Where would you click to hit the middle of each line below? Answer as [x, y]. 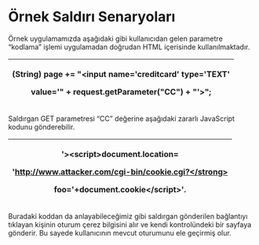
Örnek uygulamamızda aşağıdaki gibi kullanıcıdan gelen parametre [116, 38]
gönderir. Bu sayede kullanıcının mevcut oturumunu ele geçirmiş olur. [120, 232]
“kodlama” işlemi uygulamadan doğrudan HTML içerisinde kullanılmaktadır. [129, 46]
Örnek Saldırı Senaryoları [92, 17]
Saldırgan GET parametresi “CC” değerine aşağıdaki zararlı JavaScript [122, 119]
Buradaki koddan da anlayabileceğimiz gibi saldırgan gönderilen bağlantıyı [128, 216]
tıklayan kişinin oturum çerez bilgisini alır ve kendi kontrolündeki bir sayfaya [130, 225]
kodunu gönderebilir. [42, 126]
